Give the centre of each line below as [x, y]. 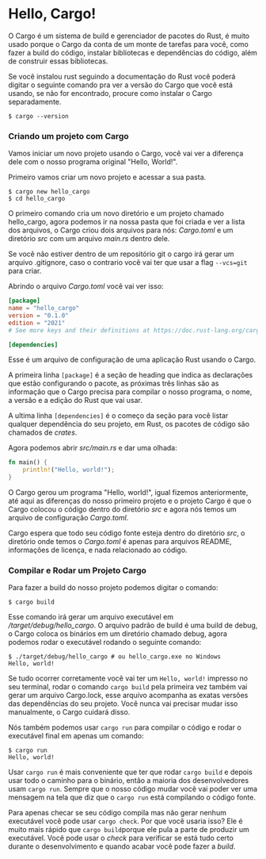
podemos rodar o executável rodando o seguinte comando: [105, 642]
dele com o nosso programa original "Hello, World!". [93, 162]
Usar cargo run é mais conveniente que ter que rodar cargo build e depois [131, 772]
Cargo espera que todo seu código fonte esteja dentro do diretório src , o [127, 533]
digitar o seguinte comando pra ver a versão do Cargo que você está [121, 85]
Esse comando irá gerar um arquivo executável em [91, 617]
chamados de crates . [43, 432]
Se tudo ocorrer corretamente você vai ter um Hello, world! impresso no [128, 678]
